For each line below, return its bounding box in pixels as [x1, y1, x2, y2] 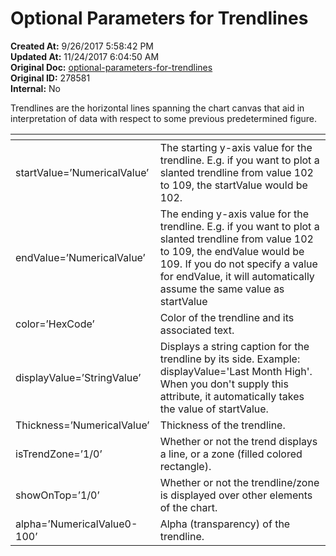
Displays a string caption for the [159, 339, 310, 353]
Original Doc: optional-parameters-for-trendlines [10, 61, 213, 73]
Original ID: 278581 [10, 72, 91, 84]
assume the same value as [159, 282, 285, 296]
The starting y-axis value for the [159, 140, 313, 154]
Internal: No [10, 82, 61, 94]
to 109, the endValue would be [159, 244, 305, 258]
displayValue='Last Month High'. [159, 364, 313, 378]
